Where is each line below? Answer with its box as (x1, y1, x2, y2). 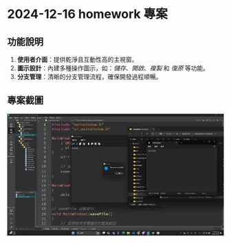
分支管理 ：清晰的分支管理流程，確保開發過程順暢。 (16, 73, 162, 81)
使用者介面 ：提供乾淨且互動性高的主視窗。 (16, 56, 138, 63)
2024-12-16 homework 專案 (7, 6, 168, 22)
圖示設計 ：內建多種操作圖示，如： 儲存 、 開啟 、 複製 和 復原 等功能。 (16, 64, 210, 72)
